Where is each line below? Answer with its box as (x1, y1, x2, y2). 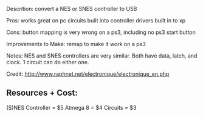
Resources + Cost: (6, 88, 78, 98)
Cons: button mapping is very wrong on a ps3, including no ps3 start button (6, 28, 196, 36)
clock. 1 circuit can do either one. (6, 59, 89, 65)
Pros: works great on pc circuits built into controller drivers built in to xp (6, 17, 186, 24)
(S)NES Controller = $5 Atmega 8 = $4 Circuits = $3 (6, 104, 137, 111)
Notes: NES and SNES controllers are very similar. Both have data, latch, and (6, 52, 198, 59)
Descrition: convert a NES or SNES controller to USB (6, 5, 137, 12)
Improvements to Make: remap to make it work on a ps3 (6, 41, 146, 47)
